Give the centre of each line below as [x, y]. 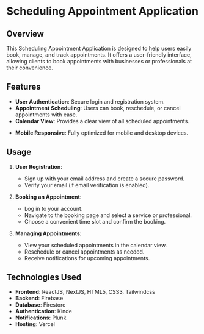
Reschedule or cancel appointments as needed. [84, 252]
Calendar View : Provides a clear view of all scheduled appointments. [102, 121]
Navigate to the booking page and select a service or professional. [108, 215]
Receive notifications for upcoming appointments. [87, 258]
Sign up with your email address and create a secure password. [104, 179]
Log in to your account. [53, 208]
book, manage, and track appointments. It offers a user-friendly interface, [99, 55]
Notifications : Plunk [41, 318]
